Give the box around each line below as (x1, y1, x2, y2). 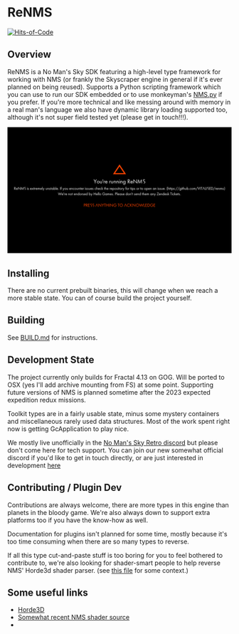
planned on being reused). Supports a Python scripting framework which (7, 83, 221, 91)
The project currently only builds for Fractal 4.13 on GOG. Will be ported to (7, 373, 225, 381)
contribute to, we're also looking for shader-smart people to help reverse (7, 558, 221, 567)
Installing (7, 267, 50, 279)
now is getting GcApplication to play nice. (7, 425, 129, 433)
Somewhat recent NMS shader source (17, 613, 130, 622)
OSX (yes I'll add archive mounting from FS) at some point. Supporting (7, 380, 214, 389)
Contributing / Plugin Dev (7, 482, 122, 494)
